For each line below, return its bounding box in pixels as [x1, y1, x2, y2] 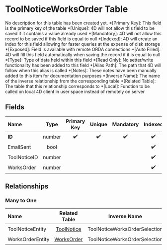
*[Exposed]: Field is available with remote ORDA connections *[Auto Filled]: [5, 46, 161, 52]
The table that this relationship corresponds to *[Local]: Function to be [5, 83, 150, 89]
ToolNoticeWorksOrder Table [5, 3, 128, 15]
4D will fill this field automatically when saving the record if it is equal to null [5, 51, 161, 58]
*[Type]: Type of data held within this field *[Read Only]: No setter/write [5, 57, 154, 63]
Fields [5, 103, 25, 111]
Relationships [5, 182, 49, 191]
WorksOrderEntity [7, 236, 50, 243]
